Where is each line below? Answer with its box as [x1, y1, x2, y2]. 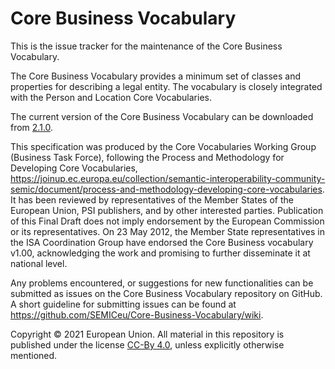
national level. [10, 257, 68, 269]
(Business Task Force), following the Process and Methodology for [10, 151, 285, 163]
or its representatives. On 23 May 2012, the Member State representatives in [10, 225, 325, 237]
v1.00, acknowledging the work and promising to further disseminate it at [10, 247, 311, 259]
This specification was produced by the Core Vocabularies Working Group [10, 140, 317, 152]
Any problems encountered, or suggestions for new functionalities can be [10, 277, 314, 289]
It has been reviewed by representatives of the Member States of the [10, 193, 294, 206]
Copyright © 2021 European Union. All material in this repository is [10, 328, 285, 340]
